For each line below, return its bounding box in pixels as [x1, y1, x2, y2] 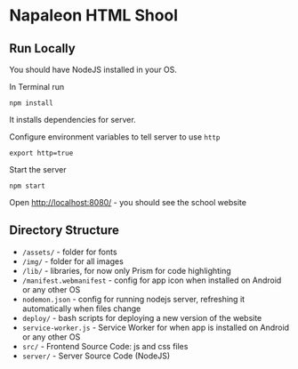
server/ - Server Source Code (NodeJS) [21, 350, 171, 361]
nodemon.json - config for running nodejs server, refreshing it [21, 293, 246, 304]
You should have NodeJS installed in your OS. [9, 64, 178, 75]
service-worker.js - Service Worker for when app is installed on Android [21, 322, 290, 333]
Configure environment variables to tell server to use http [9, 132, 221, 142]
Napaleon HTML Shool [9, 5, 179, 26]
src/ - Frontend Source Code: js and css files [21, 341, 189, 351]
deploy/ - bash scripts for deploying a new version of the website [21, 312, 262, 323]
